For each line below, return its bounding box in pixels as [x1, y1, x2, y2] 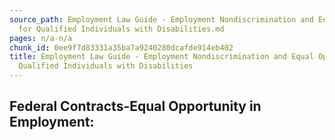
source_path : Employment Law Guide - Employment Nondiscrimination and [9, 14, 314, 25]
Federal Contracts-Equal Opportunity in [9, 98, 262, 115]
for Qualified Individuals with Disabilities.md [18, 24, 225, 34]
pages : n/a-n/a [9, 33, 73, 43]
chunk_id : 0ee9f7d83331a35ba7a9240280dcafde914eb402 [9, 42, 234, 53]
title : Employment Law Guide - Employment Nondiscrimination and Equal [9, 52, 314, 62]
